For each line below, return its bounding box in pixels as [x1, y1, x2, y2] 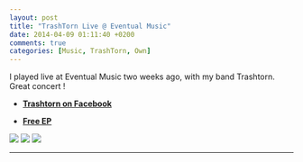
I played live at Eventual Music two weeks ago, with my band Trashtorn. [9, 71, 275, 82]
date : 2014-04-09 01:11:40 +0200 [9, 30, 135, 39]
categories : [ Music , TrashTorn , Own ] [9, 47, 151, 56]
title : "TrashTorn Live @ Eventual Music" [9, 22, 171, 31]
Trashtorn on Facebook [22, 98, 113, 109]
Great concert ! [9, 81, 66, 92]
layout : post [9, 13, 59, 22]
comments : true [9, 38, 67, 48]
